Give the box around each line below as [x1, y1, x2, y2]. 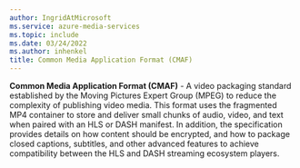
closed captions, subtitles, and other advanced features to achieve [9, 138, 259, 149]
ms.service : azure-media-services [9, 22, 141, 31]
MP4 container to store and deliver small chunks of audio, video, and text [9, 110, 284, 120]
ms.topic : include [9, 30, 79, 39]
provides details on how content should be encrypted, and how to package [9, 129, 291, 139]
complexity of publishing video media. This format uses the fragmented [9, 100, 277, 110]
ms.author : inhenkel [9, 47, 88, 56]
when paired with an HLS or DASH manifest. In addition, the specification [9, 119, 284, 130]
